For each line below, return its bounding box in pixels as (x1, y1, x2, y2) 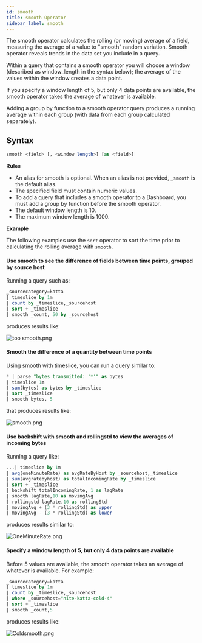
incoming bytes (6, 439, 47, 446)
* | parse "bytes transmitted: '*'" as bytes (6, 373, 123, 379)
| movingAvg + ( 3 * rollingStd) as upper (6, 504, 113, 510)
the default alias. (15, 181, 57, 188)
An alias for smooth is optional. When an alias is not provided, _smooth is (15, 174, 196, 181)
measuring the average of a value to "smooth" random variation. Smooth (6, 43, 188, 51)
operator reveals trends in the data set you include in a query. (6, 50, 160, 57)
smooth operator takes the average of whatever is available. (6, 93, 157, 100)
